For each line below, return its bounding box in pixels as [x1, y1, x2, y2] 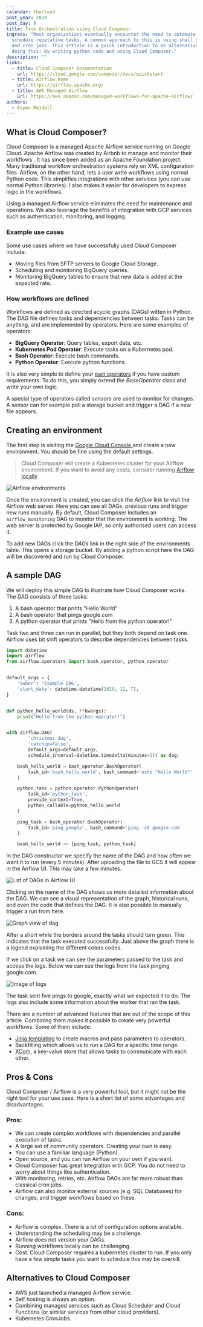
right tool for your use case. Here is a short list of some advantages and [6, 1094, 185, 1102]
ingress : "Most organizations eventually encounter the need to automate [6, 32, 196, 38]
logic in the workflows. [6, 188, 63, 196]
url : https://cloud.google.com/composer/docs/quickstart [17, 71, 164, 77]
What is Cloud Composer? [6, 127, 107, 137]
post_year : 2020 [6, 15, 47, 21]
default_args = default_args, [28, 747, 98, 753]
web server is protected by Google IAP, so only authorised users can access [6, 522, 196, 529]
